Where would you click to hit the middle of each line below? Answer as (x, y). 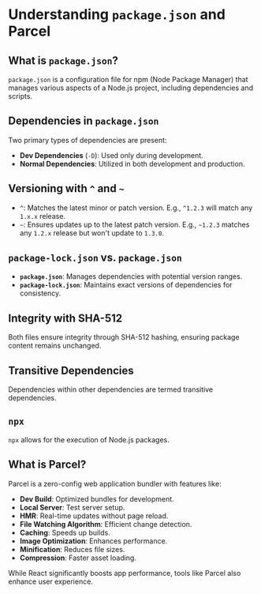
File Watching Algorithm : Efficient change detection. (106, 524)
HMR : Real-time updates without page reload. (94, 516)
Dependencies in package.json (84, 121)
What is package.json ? (63, 60)
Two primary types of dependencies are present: (88, 140)
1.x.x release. (42, 216)
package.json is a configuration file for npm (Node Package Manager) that (128, 79)
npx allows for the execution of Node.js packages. (89, 439)
